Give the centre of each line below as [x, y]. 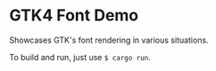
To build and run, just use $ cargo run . [80, 57]
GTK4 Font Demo [74, 16]
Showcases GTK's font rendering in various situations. [109, 40]
